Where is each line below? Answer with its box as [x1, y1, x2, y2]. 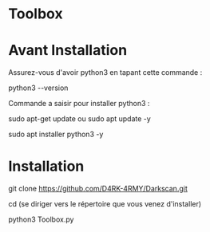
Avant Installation [8, 41, 128, 60]
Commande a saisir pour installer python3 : [8, 99, 150, 108]
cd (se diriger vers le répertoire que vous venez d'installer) [8, 199, 202, 209]
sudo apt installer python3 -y [8, 129, 104, 140]
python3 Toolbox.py [8, 214, 74, 224]
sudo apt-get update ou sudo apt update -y [8, 114, 152, 124]
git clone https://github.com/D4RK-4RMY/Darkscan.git [8, 184, 188, 194]
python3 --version [8, 83, 69, 92]
